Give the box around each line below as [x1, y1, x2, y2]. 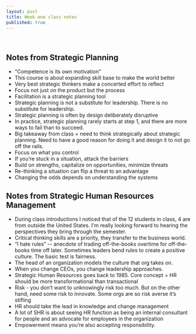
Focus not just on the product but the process [14, 87, 125, 94]
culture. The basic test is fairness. [14, 253, 97, 260]
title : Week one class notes [6, 14, 77, 20]
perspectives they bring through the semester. [14, 228, 127, 235]
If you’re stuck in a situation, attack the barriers [14, 155, 129, 162]
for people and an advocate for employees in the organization [14, 315, 164, 322]
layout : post [6, 8, 38, 15]
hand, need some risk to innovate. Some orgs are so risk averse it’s [14, 291, 177, 297]
